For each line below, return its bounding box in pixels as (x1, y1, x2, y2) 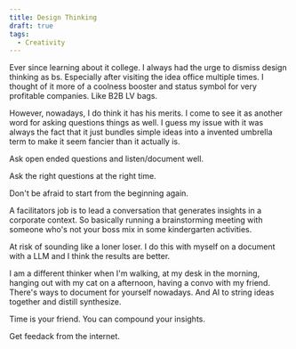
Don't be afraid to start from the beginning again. (9, 188, 189, 199)
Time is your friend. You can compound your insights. (9, 313, 206, 325)
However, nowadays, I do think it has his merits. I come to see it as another (9, 108, 283, 118)
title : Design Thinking (9, 12, 98, 22)
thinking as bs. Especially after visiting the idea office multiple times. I (9, 72, 264, 83)
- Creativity (17, 37, 66, 47)
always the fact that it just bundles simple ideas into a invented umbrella (9, 126, 273, 138)
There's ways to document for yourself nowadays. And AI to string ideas (9, 287, 275, 298)
